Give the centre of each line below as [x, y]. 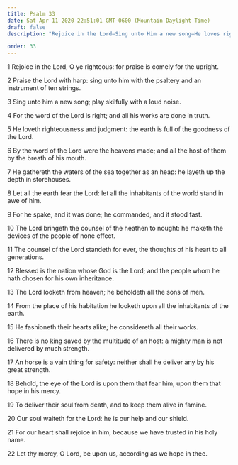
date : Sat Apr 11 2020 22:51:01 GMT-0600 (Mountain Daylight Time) [109, 21]
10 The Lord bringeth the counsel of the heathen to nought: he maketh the [115, 229]
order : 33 [22, 47]
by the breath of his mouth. [47, 158]
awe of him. [24, 201]
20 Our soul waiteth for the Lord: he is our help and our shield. [98, 419]
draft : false [27, 27]
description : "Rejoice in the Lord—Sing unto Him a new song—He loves [114, 34]
